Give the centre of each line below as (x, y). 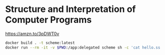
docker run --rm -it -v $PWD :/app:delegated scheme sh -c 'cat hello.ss (83, 47)
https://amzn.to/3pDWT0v (32, 33)
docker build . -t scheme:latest (40, 43)
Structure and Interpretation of (71, 9)
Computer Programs (48, 20)
